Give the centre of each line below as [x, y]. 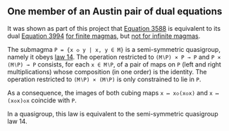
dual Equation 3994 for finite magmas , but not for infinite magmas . [104, 36]
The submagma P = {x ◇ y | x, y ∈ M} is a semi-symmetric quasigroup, [114, 49]
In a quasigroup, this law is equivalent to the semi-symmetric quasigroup [113, 113]
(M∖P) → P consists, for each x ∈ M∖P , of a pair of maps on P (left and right [114, 64]
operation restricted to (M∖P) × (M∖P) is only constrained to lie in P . [104, 79]
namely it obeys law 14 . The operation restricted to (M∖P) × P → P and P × [114, 57]
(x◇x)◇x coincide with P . [42, 100]
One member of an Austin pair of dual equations [115, 12]
